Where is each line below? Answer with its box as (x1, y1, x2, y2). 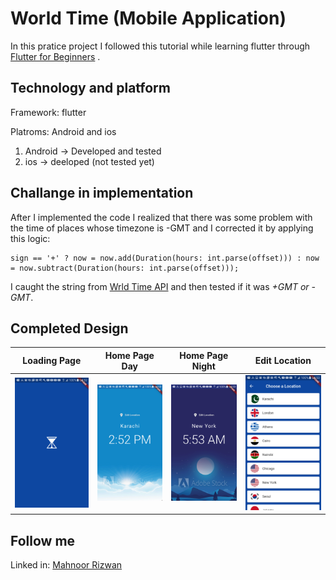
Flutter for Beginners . (10, 50, 101, 62)
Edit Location (254, 355, 312, 367)
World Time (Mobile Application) (10, 7, 287, 30)
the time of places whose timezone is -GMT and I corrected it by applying (10, 222, 314, 234)
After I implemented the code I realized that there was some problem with (10, 211, 313, 223)
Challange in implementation (10, 185, 194, 202)
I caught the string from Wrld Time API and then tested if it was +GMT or (10, 280, 310, 292)
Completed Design (10, 320, 129, 337)
